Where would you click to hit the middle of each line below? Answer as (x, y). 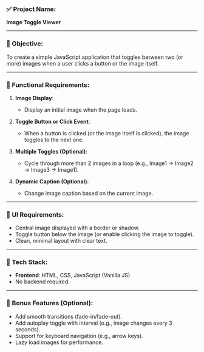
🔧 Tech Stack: (27, 262)
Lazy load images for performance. (59, 342)
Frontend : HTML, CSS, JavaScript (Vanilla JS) (73, 276)
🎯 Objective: (25, 44)
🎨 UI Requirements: (35, 214)
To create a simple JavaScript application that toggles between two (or (95, 57)
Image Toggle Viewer (34, 22)
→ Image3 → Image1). (51, 169)
